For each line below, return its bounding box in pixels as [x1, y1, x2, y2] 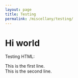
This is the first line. [5, 63, 45, 69]
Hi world [5, 37, 40, 49]
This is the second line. [5, 68, 52, 74]
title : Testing [5, 12, 36, 17]
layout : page [5, 7, 32, 12]
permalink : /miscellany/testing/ [5, 16, 74, 21]
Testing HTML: [5, 53, 35, 59]
